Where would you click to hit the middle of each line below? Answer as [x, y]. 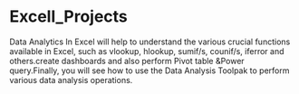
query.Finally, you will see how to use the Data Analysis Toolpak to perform [149, 70]
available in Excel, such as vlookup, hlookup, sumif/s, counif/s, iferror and [147, 51]
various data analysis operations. [71, 80]
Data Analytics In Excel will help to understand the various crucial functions [150, 42]
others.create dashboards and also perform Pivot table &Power [127, 61]
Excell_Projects [69, 17]
